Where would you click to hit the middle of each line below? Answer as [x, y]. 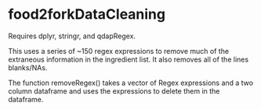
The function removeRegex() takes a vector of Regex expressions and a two [130, 83]
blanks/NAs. [28, 67]
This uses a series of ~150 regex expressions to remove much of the [119, 51]
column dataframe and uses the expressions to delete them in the [114, 90]
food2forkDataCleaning [87, 14]
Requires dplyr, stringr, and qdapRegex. [72, 36]
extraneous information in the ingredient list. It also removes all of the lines [129, 59]
